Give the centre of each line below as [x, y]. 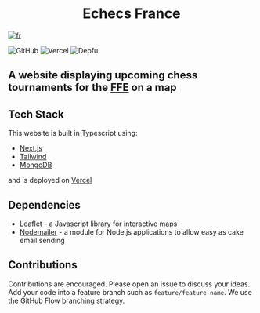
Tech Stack [36, 114]
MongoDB [36, 165]
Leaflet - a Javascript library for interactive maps [98, 224]
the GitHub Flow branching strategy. [67, 300]
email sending [42, 240]
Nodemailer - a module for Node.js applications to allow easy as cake [132, 231]
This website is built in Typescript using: [73, 133]
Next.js [31, 148]
